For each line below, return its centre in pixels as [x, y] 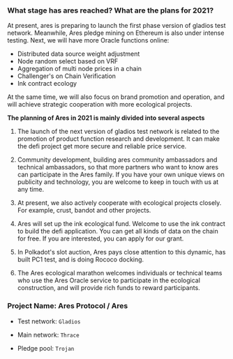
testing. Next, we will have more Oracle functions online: [88, 40]
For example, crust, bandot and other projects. [84, 211]
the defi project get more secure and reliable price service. [102, 146]
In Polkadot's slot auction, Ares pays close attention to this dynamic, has [121, 252]
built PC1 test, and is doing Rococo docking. [81, 259]
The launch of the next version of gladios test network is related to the [118, 132]
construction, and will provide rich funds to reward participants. [108, 288]
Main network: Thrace [48, 335]
